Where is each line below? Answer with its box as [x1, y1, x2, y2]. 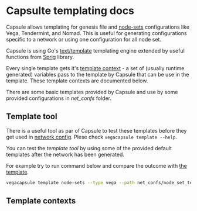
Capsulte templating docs [6, 4, 135, 18]
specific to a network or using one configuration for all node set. [6, 36, 162, 43]
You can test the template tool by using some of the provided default [6, 144, 172, 151]
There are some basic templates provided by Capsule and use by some [6, 88, 178, 95]
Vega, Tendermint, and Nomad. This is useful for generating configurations [6, 29, 187, 36]
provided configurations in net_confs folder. [6, 95, 111, 102]
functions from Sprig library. [6, 53, 74, 60]
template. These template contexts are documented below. [6, 77, 148, 84]
